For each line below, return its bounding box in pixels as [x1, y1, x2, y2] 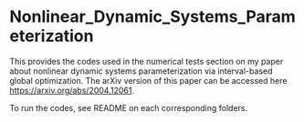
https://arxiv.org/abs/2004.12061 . [9, 85, 135, 96]
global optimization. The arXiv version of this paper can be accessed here [9, 75, 288, 86]
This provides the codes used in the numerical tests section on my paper [9, 56, 284, 66]
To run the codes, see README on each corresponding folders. [9, 102, 248, 113]
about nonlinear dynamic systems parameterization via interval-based [9, 66, 273, 76]
